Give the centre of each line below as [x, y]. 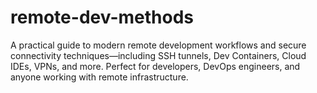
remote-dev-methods [102, 17]
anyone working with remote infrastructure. [99, 77]
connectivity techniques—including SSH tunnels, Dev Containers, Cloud [158, 55]
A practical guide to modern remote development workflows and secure [158, 45]
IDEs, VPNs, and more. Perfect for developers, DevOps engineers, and [155, 66]
